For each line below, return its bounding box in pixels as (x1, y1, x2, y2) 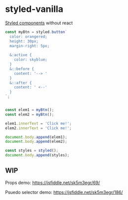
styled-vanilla (5, 3, 63, 15)
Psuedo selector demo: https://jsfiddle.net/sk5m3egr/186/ (5, 189, 123, 195)
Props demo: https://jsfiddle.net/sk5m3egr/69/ (5, 180, 100, 186)
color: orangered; (9, 34, 48, 39)
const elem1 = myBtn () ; (5, 108, 54, 113)
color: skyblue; (14, 57, 48, 63)
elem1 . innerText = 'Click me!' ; (5, 121, 72, 126)
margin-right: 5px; (9, 43, 50, 48)
